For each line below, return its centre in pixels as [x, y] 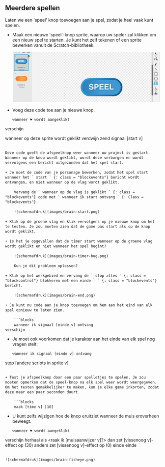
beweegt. [22, 421]
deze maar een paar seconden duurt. [42, 392]
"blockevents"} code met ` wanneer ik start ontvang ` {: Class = [74, 197]
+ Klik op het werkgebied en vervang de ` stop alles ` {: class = [76, 276]
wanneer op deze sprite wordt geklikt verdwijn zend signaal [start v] [74, 138]
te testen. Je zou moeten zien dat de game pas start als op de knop [78, 227]
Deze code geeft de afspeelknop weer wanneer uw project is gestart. [78, 153]
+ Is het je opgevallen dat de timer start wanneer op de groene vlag [79, 241]
